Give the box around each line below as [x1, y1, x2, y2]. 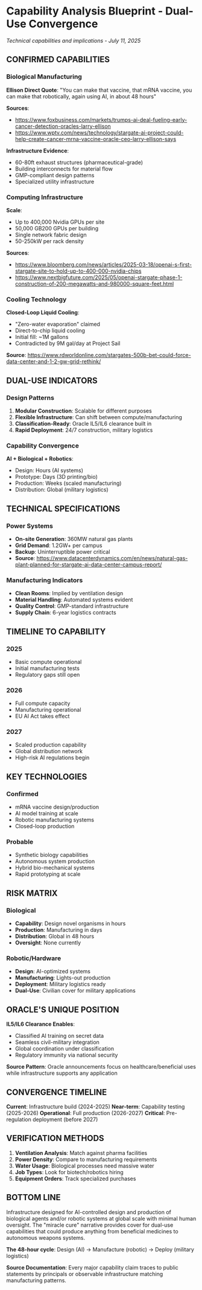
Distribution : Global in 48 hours [14, 933, 95, 940]
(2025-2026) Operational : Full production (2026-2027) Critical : [6, 1110, 165, 1117]
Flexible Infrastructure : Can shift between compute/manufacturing [14, 413, 183, 420]
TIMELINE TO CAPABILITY [6, 626, 106, 637]
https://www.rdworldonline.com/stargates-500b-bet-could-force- [27, 352, 191, 359]
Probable [6, 838, 34, 846]
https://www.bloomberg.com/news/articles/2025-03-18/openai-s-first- [14, 261, 192, 268]
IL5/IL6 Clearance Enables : [6, 1020, 75, 1028]
